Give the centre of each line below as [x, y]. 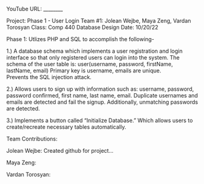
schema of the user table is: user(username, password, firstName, [89, 64]
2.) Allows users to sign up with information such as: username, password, [100, 89]
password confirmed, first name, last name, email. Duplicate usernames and [102, 95]
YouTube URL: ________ [35, 9]
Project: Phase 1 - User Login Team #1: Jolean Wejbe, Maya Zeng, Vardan [99, 21]
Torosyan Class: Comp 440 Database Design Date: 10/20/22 [82, 27]
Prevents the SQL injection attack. [49, 77]
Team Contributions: [32, 139]
